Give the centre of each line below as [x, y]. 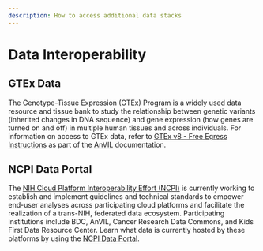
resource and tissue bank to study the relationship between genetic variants [132, 111]
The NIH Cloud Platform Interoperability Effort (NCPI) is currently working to [131, 188]
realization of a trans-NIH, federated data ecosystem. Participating [116, 213]
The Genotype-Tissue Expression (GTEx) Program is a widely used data [125, 103]
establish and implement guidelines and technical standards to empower [126, 197]
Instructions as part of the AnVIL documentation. [87, 144]
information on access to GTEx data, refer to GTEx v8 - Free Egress [118, 136]
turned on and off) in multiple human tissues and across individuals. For [125, 128]
